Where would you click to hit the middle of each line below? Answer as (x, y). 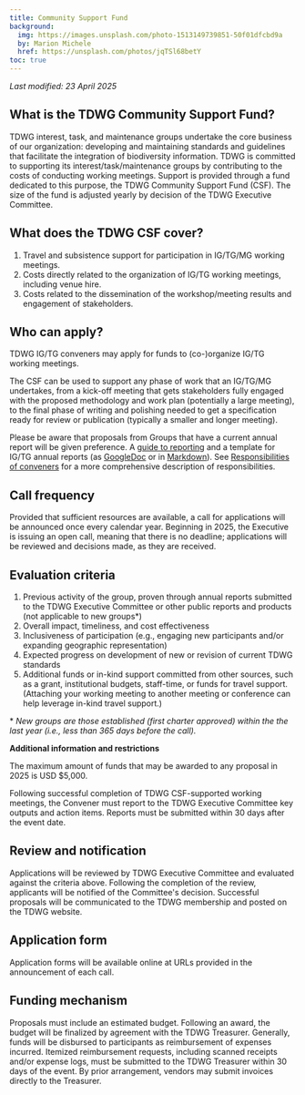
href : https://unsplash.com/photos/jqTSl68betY (110, 52)
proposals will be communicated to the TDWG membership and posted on (148, 902)
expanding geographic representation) (95, 645)
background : (32, 26)
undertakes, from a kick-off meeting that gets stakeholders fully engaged (147, 391)
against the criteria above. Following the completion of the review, (133, 882)
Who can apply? (56, 332)
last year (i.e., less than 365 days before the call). (103, 731)
